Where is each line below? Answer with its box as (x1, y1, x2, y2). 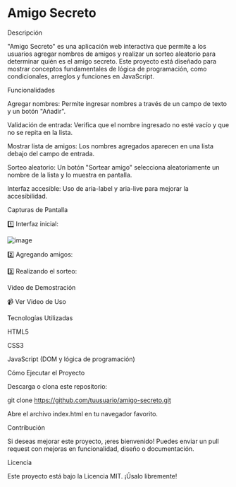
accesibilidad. (7, 192, 48, 200)
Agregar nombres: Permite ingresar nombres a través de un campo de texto (7, 99, 228, 107)
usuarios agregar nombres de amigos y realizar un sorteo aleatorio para (7, 49, 216, 58)
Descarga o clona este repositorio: (7, 382, 108, 390)
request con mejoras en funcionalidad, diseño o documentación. (7, 444, 195, 453)
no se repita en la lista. (7, 128, 73, 136)
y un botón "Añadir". (7, 107, 66, 115)
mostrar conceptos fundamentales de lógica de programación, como (7, 64, 207, 73)
